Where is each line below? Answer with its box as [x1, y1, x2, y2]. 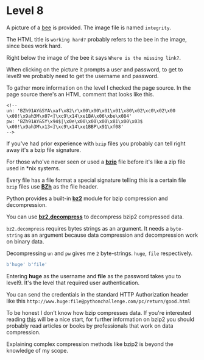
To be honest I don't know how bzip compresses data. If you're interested [6, 309, 192, 316]
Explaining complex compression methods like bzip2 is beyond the [6, 340, 174, 348]
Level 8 [6, 4, 44, 18]
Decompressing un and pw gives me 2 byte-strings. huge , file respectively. [6, 250, 193, 257]
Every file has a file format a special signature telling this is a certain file [6, 176, 186, 184]
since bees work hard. [6, 42, 62, 49]
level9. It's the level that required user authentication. [6, 279, 140, 286]
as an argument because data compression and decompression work [24, 231, 199, 239]
